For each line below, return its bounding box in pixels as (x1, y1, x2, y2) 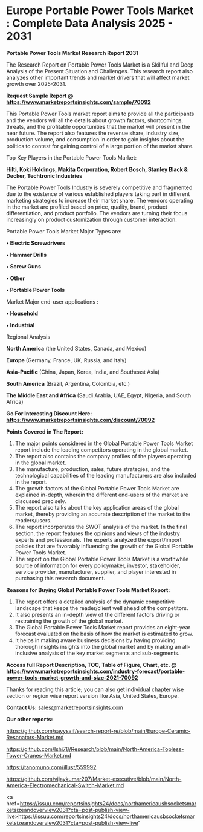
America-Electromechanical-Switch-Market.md (6, 781, 124, 789)
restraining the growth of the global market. (14, 617, 124, 625)
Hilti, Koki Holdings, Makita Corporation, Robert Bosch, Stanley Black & (6, 166, 188, 173)
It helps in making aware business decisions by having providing (14, 636, 176, 644)
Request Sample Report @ (6, 92, 74, 99)
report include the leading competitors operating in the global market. (14, 446, 188, 453)
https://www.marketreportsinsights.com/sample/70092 (6, 98, 151, 106)
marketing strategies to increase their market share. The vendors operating (6, 197, 193, 204)
